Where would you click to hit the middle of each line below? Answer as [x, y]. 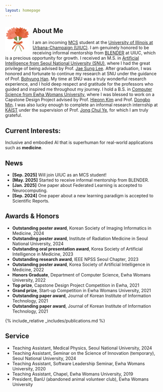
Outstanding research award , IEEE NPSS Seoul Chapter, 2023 [75, 259]
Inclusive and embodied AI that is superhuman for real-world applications [79, 142]
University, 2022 [29, 280]
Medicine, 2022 [28, 270]
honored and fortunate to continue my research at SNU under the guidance [81, 74]
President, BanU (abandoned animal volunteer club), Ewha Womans [80, 379]
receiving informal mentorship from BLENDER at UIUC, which [94, 53]
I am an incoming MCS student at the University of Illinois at [93, 43]
